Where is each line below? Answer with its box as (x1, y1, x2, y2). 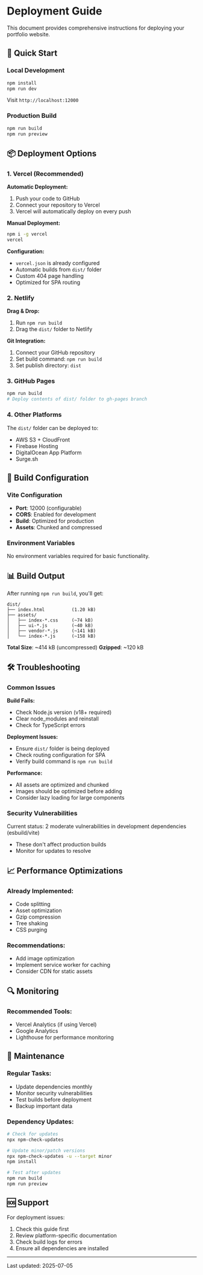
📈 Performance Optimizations (7, 866, 123, 876)
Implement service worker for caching (15, 962, 111, 969)
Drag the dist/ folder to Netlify (15, 326, 93, 333)
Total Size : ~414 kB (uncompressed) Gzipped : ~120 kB (7, 644, 144, 651)
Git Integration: (7, 337, 46, 345)
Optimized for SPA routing (15, 278, 81, 286)
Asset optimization (15, 907, 62, 914)
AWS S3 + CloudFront (15, 436, 70, 443)
